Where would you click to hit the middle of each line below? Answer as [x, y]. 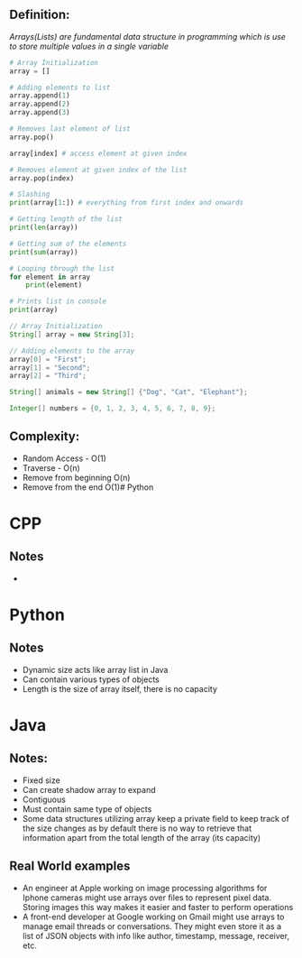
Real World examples [70, 866]
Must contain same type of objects [87, 809]
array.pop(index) [42, 178]
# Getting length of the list [66, 219]
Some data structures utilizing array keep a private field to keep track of [156, 818]
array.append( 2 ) [40, 104]
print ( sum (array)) [44, 252]
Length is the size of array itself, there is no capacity [120, 688]
